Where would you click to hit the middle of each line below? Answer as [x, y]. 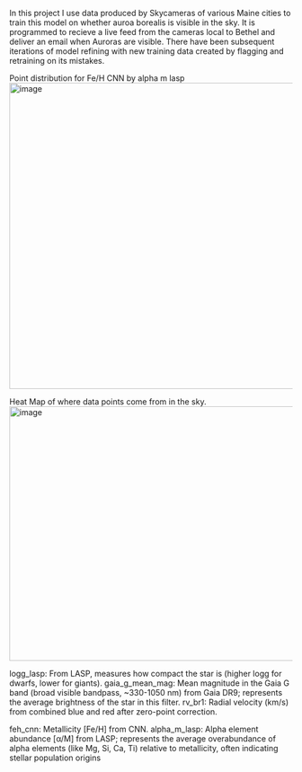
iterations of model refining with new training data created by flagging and [147, 51]
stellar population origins [55, 758]
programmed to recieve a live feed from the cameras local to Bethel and [142, 32]
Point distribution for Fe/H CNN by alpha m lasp [97, 78]
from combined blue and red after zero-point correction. [113, 712]
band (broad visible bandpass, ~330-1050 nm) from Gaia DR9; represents [146, 692]
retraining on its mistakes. [57, 61]
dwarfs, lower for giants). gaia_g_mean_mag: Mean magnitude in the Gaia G [150, 683]
